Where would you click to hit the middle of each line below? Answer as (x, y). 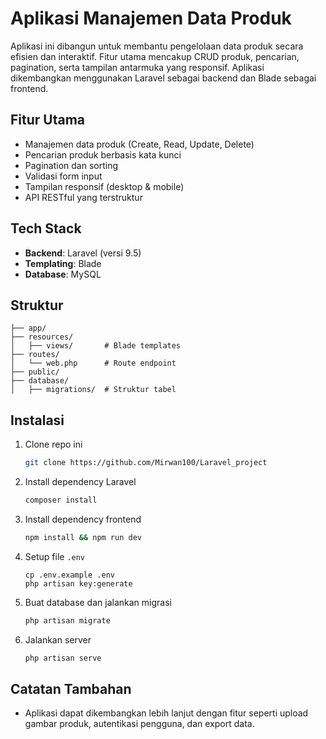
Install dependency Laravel (80, 482)
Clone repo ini (53, 444)
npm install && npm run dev (83, 537)
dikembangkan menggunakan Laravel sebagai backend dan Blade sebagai (163, 78)
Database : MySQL (63, 274)
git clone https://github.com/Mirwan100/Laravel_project (146, 463)
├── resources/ (42, 337)
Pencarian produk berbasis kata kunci (103, 154)
